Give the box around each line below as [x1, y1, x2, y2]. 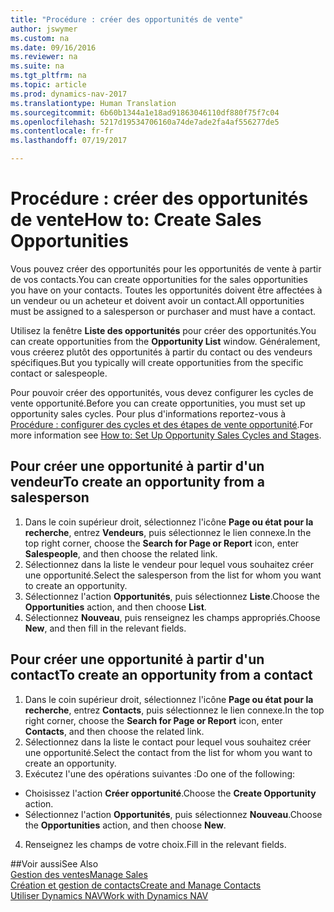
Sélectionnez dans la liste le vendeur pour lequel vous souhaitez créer [24, 558, 314, 570]
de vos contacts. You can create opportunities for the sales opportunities [10, 273, 308, 285]
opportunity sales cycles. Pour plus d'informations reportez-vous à [10, 407, 287, 420]
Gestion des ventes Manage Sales [10, 868, 148, 880]
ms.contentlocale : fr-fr [10, 126, 114, 136]
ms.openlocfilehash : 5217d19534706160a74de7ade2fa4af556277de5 [10, 117, 280, 127]
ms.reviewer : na [10, 52, 78, 62]
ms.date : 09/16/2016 [10, 42, 97, 53]
